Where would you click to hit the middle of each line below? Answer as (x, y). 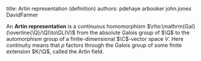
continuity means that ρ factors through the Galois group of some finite (94, 45)
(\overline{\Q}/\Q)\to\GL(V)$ (41, 33)
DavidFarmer (22, 15)
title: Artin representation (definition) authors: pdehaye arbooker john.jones (99, 9)
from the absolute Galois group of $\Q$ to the (133, 33)
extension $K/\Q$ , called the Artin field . (55, 52)
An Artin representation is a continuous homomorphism (76, 26)
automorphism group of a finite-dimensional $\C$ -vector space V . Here (95, 39)
